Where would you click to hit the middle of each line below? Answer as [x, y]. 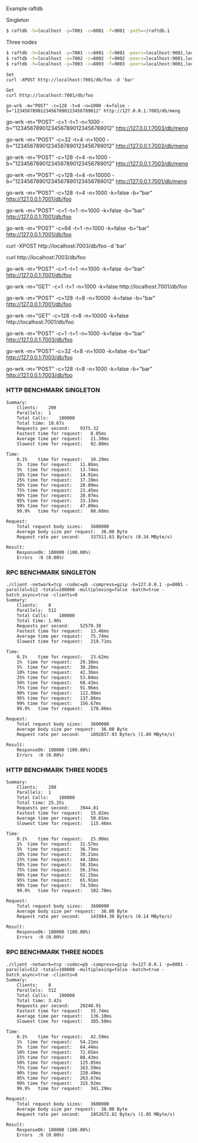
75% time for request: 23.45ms [58, 490]
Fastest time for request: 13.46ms [63, 631]
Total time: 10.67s [41, 423]
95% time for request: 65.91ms [58, 880]
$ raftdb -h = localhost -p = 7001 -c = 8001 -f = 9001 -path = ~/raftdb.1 [88, 31]
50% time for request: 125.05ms [59, 1063]
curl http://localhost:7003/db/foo [46, 257]
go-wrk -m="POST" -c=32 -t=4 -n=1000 [56, 139]
